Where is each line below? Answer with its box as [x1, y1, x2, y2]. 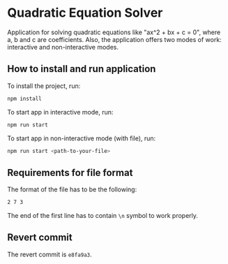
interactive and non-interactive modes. [7, 43, 119, 51]
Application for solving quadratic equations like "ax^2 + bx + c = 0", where [7, 28, 221, 36]
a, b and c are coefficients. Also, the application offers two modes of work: [7, 35, 222, 43]
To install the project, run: [7, 82, 81, 90]
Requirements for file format [7, 166, 133, 179]
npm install [7, 95, 42, 102]
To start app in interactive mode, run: [7, 108, 114, 116]
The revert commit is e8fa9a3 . [7, 250, 92, 258]
